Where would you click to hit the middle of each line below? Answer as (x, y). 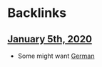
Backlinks (37, 13)
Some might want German (56, 56)
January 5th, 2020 (50, 39)
